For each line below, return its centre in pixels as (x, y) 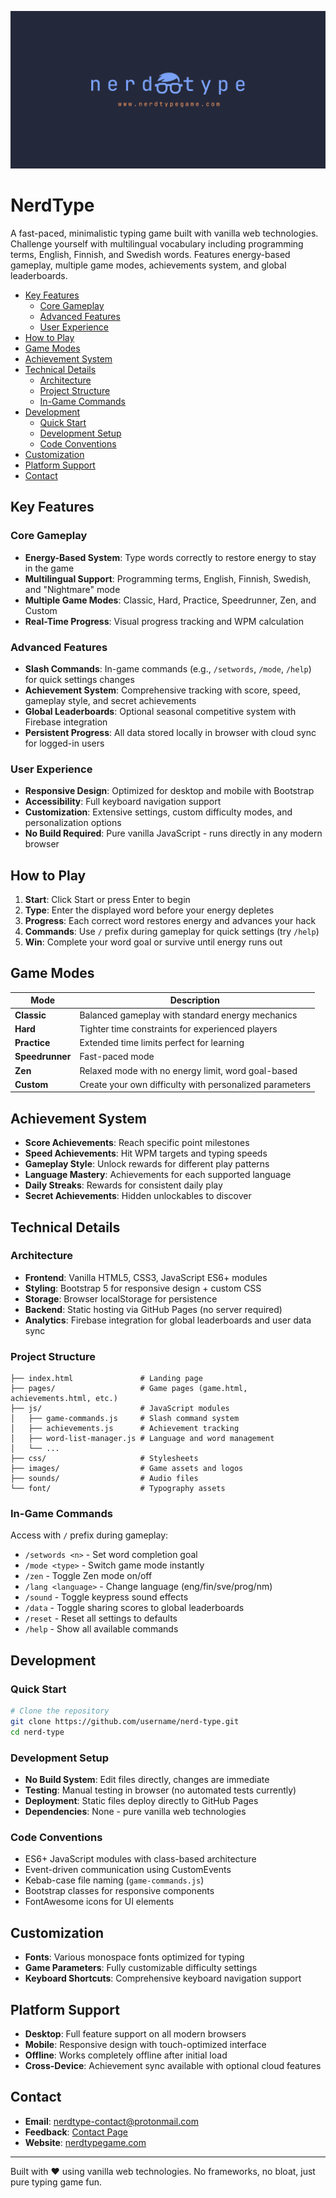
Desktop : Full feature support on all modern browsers (135, 2033)
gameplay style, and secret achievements (110, 700)
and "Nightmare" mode (72, 589)
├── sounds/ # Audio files (104, 1479)
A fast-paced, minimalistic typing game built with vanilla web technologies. (164, 233)
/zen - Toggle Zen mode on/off (88, 1576)
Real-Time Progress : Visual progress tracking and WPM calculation (164, 621)
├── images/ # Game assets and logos (127, 1469)
